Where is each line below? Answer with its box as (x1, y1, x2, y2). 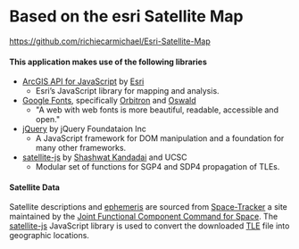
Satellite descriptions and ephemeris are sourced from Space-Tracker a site (9, 202, 288, 212)
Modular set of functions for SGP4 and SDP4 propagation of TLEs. (35, 162, 280, 172)
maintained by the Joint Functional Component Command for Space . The (9, 212, 278, 222)
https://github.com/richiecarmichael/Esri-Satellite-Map (9, 36, 212, 46)
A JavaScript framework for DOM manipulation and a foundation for (35, 133, 285, 144)
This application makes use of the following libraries (9, 56, 208, 67)
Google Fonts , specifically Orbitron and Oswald (21, 95, 196, 106)
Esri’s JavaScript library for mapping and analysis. (35, 86, 220, 96)
